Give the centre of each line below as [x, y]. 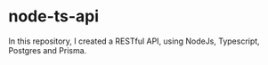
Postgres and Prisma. [48, 50]
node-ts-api [54, 16]
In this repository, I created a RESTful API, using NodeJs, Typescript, [134, 41]
